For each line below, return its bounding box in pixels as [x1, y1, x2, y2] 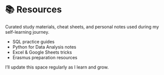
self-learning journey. [5, 29, 49, 35]
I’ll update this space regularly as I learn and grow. [5, 64, 109, 70]
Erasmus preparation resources [12, 54, 77, 60]
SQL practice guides [12, 38, 55, 45]
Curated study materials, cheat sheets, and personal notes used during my [5, 23, 159, 30]
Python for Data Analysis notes [12, 44, 76, 50]
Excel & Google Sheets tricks [12, 49, 72, 55]
